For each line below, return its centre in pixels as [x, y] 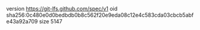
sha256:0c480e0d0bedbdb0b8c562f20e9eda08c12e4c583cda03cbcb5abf [100, 15]
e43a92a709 [22, 21]
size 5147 [51, 21]
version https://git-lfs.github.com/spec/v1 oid [62, 9]
